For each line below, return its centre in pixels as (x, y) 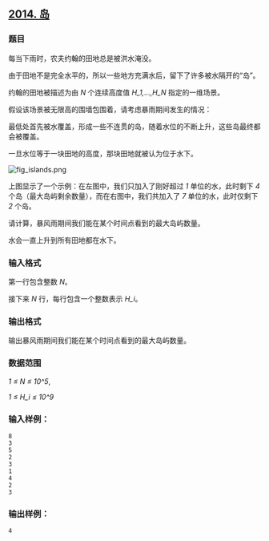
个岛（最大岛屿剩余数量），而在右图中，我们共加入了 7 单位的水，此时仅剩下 (133, 196)
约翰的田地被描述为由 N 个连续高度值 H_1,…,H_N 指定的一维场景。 (116, 92)
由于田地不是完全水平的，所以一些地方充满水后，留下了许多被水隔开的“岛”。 (134, 75)
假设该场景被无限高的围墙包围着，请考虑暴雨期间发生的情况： (110, 109)
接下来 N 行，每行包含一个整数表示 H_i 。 (75, 298)
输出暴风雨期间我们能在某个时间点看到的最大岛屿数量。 (99, 341)
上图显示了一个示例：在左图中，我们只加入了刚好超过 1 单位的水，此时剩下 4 (134, 186)
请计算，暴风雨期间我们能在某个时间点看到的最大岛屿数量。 (106, 223)
